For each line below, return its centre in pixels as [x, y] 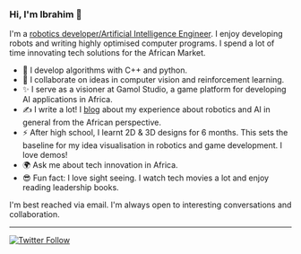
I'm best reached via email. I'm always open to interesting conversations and [150, 205]
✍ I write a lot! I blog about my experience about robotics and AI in [146, 109]
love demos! [45, 155]
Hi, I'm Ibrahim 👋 [46, 14]
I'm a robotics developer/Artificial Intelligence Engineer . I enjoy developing [146, 34]
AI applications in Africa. [68, 100]
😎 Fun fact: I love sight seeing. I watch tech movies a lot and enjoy [146, 178]
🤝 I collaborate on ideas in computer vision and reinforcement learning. [153, 80]
